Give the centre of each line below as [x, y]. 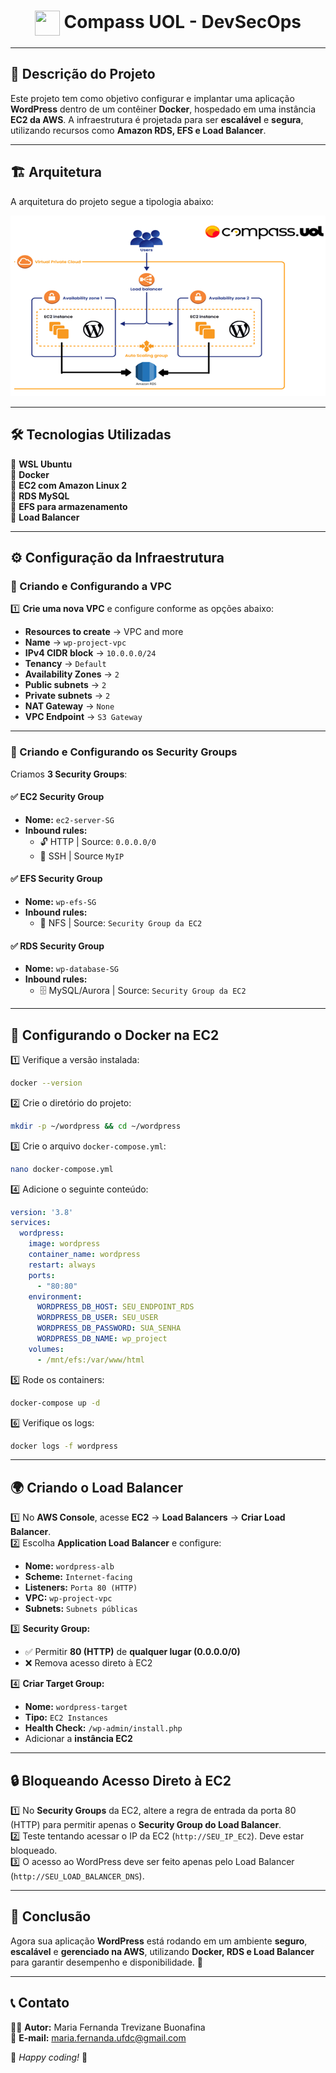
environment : [55, 1296]
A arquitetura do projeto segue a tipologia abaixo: [112, 201]
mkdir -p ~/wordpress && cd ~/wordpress [96, 1126]
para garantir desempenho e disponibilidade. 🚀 [106, 1962]
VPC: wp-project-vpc [68, 1598]
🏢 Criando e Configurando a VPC [91, 586]
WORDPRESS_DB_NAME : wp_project [102, 1339]
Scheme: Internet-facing [78, 1577]
